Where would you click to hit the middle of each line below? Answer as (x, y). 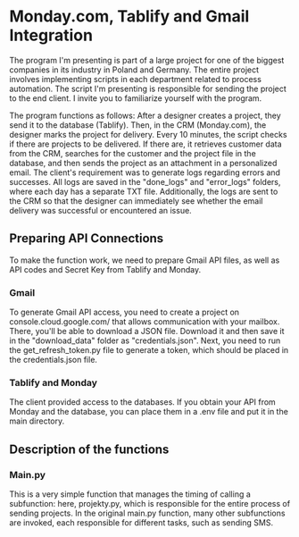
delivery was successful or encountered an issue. (100, 210)
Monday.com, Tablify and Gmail (129, 17)
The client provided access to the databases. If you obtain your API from (143, 402)
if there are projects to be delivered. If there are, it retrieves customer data (146, 144)
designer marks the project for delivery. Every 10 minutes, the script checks (148, 134)
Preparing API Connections (87, 239)
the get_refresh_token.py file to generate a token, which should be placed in (149, 350)
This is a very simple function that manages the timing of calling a (130, 494)
